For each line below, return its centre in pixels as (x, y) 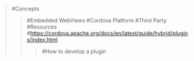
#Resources (42, 27)
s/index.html (42, 40)
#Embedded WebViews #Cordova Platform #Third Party (96, 20)
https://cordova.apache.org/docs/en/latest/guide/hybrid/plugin (109, 33)
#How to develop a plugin (74, 51)
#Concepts (26, 9)
